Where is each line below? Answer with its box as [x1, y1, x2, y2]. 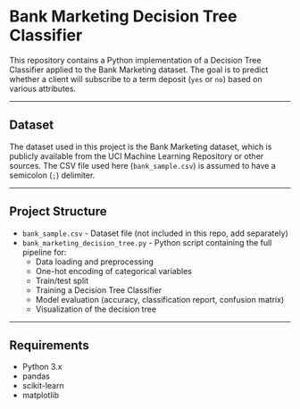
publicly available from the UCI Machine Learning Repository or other [9, 150, 264, 162]
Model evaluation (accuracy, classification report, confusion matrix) [35, 294, 285, 305]
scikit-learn [21, 380, 64, 391]
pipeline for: [21, 246, 67, 257]
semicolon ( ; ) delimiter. [9, 170, 96, 180]
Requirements [9, 338, 89, 353]
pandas [21, 371, 51, 381]
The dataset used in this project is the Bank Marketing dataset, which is [9, 141, 272, 152]
